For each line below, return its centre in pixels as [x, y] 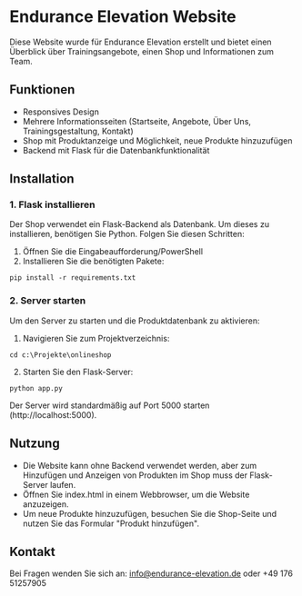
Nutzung [35, 444]
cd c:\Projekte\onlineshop [60, 355]
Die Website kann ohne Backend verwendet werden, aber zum [140, 465]
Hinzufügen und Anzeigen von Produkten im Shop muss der [135, 475]
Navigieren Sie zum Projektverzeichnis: [96, 338]
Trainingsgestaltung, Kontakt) [78, 131]
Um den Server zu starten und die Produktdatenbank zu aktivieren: [135, 321]
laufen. [63, 484]
